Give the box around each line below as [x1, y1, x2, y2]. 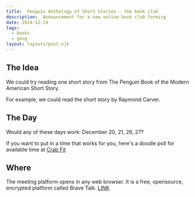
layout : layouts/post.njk [6, 42, 69, 47]
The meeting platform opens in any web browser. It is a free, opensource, [6, 178, 183, 185]
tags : [6, 25, 19, 31]
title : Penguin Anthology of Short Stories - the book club [6, 8, 159, 15]
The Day [6, 113, 37, 123]
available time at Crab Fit [6, 146, 66, 153]
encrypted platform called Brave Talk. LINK [6, 185, 110, 192]
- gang [11, 36, 28, 42]
